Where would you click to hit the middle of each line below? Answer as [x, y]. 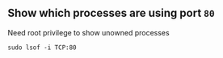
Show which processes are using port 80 [111, 13]
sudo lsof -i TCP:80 [42, 48]
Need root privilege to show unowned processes [89, 32]
